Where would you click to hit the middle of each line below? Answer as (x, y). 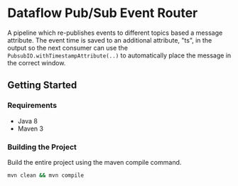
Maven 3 (31, 128)
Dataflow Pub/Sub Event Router (103, 13)
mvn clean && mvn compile (45, 175)
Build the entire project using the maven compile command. (94, 162)
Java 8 (27, 121)
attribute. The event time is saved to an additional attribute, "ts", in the (110, 40)
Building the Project (42, 147)
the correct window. (37, 62)
